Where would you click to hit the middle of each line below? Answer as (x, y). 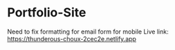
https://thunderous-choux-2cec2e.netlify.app (72, 38)
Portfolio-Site (47, 13)
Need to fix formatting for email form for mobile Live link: (88, 32)
